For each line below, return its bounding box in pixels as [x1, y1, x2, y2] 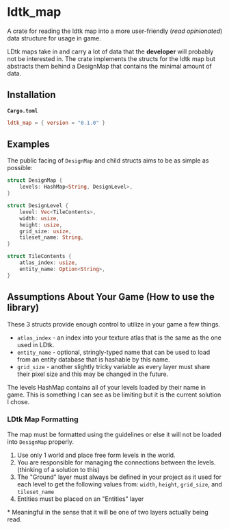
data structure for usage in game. [7, 34, 101, 42]
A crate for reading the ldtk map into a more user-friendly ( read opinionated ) [7, 27, 223, 35]
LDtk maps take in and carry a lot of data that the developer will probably [7, 47, 214, 56]
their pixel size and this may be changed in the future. [16, 370, 169, 378]
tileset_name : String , [19, 234, 84, 241]
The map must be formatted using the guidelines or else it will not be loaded [7, 430, 222, 438]
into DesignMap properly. [7, 437, 74, 446]
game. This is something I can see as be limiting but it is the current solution [7, 390, 221, 399]
